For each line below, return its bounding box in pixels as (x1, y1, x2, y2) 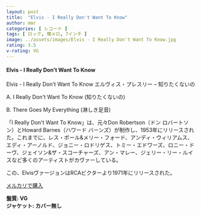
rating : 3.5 (6, 43, 36, 49)
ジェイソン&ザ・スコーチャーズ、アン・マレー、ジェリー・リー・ (22, 148, 183, 156)
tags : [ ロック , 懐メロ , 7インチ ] (6, 31, 87, 37)
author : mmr (6, 20, 36, 26)
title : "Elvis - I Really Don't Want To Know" (6, 14, 128, 20)
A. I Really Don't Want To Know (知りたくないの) (6, 93, 125, 100)
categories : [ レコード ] (6, 25, 68, 32)
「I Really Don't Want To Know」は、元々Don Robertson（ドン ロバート (6, 118, 184, 126)
